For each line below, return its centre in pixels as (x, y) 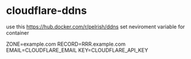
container (18, 32)
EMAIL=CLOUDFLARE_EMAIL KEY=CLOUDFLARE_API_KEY (77, 50)
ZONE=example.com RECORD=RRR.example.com (66, 44)
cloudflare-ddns (47, 11)
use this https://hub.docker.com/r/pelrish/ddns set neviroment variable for (95, 27)
